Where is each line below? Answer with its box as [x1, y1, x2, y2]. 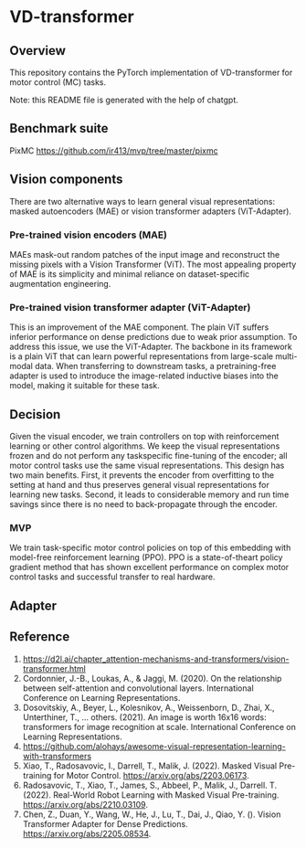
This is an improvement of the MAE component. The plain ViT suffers [9, 322, 269, 333]
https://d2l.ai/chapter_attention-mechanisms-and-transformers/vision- [22, 653, 290, 664]
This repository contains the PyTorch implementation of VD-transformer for [9, 67, 293, 78]
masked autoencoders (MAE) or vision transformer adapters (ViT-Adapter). [9, 206, 292, 217]
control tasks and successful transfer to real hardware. [9, 571, 216, 582]
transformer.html [22, 662, 87, 673]
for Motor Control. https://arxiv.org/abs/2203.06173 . [53, 769, 249, 780]
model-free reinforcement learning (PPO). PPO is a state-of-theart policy [9, 552, 283, 563]
